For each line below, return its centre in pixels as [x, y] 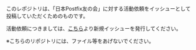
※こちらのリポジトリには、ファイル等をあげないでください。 [80, 41]
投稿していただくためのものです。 [47, 16]
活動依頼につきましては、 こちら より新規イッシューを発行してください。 [94, 29]
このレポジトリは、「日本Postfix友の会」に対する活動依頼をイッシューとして [98, 9]
